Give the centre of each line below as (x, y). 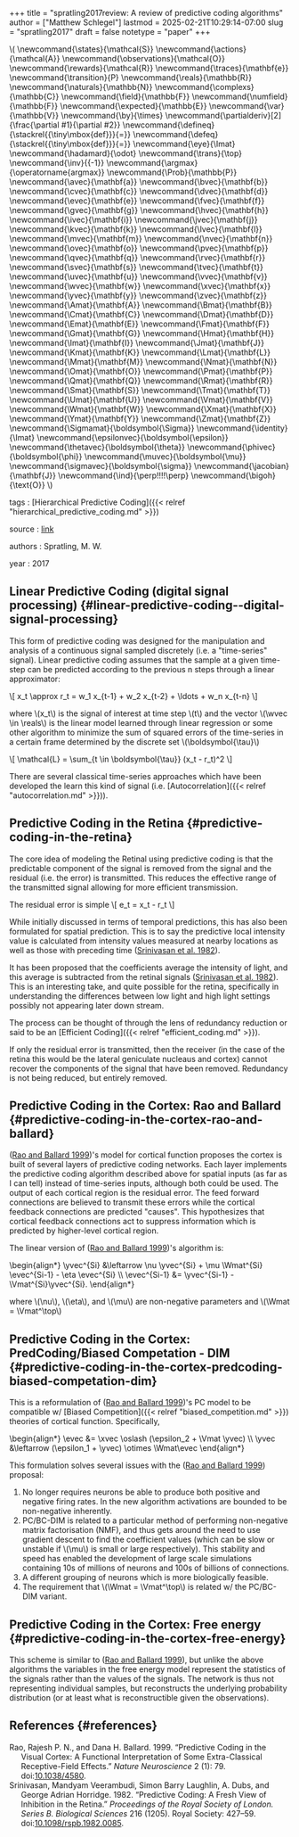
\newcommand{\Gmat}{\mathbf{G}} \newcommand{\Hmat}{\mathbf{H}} (141, 333)
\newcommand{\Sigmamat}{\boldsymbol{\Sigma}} (102, 428)
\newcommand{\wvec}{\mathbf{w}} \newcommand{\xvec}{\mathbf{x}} (140, 286)
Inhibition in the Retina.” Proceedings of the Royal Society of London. (147, 1804)
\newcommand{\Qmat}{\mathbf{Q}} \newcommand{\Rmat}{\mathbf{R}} (141, 381)
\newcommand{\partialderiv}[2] (223, 115)
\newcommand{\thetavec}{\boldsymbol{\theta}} (97, 447)
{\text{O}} (28, 485)
